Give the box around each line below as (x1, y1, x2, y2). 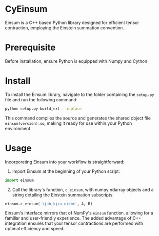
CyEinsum (5, 3, 48, 15)
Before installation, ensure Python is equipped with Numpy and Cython (5, 58, 148, 64)
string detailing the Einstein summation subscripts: (12, 192, 114, 198)
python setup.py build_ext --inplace (5, 106, 82, 111)
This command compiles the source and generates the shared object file (5, 115, 151, 121)
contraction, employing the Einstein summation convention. (5, 24, 124, 30)
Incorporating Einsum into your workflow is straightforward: (5, 159, 125, 165)
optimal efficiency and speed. (5, 226, 65, 232)
